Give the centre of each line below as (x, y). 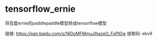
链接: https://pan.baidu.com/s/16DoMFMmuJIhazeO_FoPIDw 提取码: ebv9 (79, 33)
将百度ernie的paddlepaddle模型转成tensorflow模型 (56, 23)
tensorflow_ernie (40, 9)
